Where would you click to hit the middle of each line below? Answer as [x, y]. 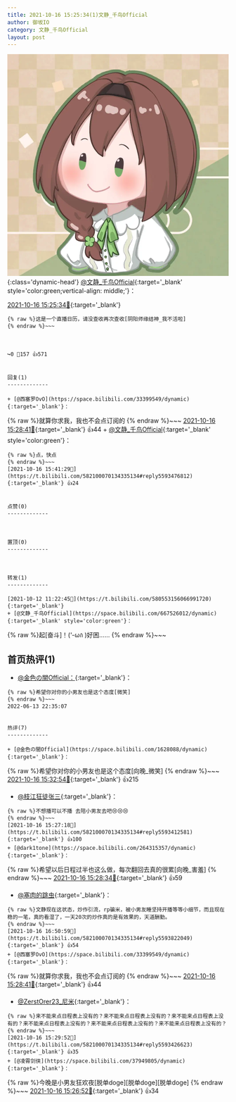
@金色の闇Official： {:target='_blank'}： [74, 678]
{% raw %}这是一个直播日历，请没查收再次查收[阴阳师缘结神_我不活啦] [97, 319]
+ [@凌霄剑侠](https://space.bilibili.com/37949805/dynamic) [97, 1061]
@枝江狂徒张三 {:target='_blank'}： [67, 796]
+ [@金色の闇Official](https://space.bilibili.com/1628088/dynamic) [107, 750]
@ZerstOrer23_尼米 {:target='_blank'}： [74, 1002]
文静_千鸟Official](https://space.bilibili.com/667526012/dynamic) [119, 614]
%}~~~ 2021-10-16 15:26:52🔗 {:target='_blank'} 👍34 [83, 1091]
